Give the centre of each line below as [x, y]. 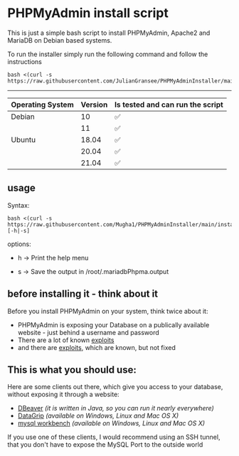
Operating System [42, 105]
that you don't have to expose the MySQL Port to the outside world [105, 445]
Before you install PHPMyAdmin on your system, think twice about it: [108, 311]
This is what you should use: [72, 370]
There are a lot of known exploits [66, 340]
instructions [25, 61]
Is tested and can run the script [169, 105]
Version [94, 105]
